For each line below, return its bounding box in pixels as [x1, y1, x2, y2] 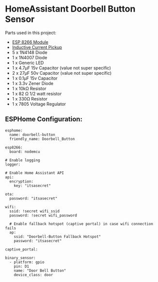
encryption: [9, 179, 34, 184]
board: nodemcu [9, 149, 40, 154]
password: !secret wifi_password [9, 213, 77, 218]
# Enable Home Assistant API [5, 170, 64, 175]
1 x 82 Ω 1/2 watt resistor [12, 91, 62, 97]
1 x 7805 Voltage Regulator [12, 101, 66, 107]
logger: [5, 162, 21, 167]
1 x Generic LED [12, 60, 44, 66]
